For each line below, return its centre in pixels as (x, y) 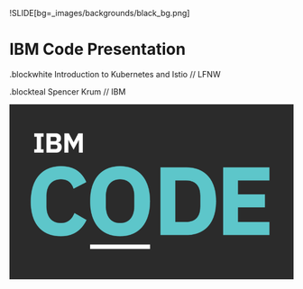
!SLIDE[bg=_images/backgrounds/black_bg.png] (100, 13)
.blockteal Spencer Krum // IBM (68, 91)
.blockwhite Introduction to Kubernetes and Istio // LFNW (115, 74)
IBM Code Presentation (98, 50)
